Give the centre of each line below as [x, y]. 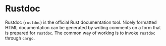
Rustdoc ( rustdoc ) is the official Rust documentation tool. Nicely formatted [81, 22]
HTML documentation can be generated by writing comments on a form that [83, 27]
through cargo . [20, 38]
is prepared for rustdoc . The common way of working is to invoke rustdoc [80, 33]
